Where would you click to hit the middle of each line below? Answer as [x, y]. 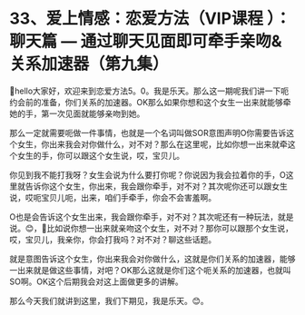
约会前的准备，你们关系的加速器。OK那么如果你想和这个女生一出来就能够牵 [151, 102]
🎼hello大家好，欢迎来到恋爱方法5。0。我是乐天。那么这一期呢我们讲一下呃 [149, 91]
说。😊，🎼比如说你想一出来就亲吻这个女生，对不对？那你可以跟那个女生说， [151, 228]
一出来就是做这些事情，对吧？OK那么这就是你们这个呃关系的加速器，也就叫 [151, 270]
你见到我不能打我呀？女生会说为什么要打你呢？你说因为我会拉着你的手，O [148, 174]
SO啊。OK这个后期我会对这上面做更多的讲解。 [96, 281]
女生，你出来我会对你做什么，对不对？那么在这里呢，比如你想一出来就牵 [152, 144]
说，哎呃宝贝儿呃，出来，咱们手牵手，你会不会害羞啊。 [113, 197]
